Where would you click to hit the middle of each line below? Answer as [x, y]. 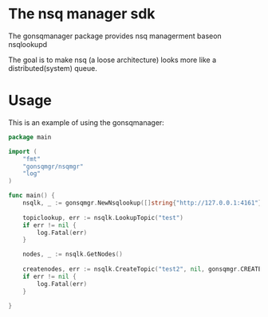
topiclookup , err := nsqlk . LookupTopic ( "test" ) [103, 217]
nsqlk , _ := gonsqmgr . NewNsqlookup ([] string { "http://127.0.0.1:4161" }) [144, 203]
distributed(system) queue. [53, 68]
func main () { [32, 196]
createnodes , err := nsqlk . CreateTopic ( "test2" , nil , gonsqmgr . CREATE [142, 269]
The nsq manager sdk [82, 14]
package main [30, 137]
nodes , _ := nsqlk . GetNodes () [73, 254]
